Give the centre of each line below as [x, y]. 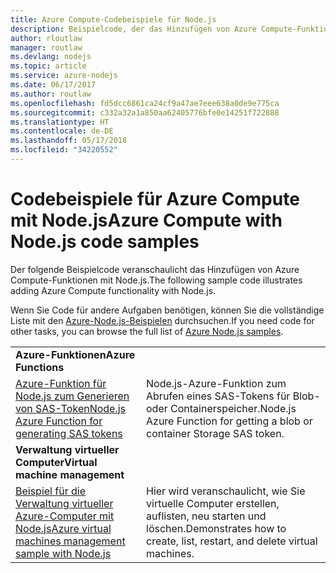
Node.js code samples [105, 242]
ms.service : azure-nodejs [64, 76]
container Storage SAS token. [215, 433]
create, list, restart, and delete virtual [232, 541]
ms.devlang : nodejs [51, 57]
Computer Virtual [56, 462]
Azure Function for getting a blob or [229, 421]
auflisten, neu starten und [206, 516]
